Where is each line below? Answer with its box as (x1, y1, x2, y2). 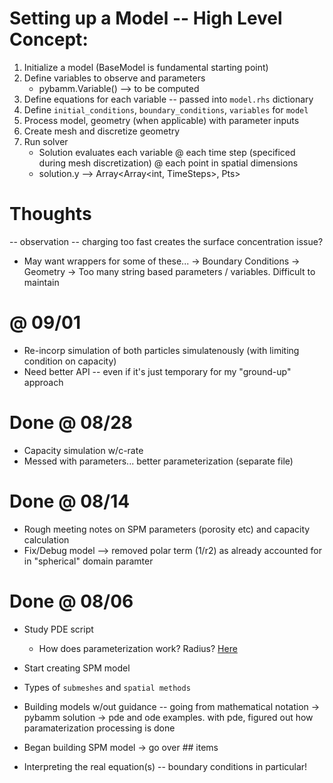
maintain (23, 276, 60, 288)
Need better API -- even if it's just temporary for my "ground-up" (23, 365, 292, 377)
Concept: (9, 28, 89, 51)
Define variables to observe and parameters (23, 72, 206, 84)
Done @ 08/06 (9, 590, 134, 612)
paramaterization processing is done (23, 722, 176, 734)
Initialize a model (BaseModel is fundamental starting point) (23, 61, 269, 73)
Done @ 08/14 (9, 490, 131, 512)
